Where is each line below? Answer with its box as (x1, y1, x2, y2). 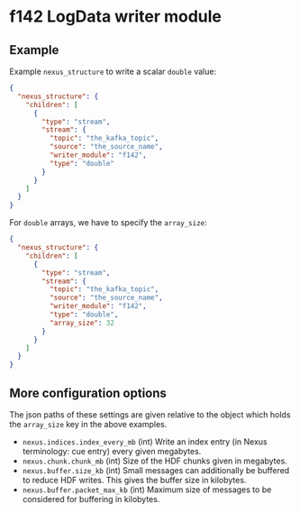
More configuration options (9, 385, 167, 400)
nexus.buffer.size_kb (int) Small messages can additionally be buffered (22, 464, 290, 475)
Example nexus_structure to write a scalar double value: (9, 66, 217, 77)
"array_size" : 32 (49, 318, 115, 327)
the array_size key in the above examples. (9, 418, 168, 429)
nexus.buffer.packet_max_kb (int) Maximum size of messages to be (22, 484, 272, 495)
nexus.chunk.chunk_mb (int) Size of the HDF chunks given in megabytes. (22, 455, 288, 466)
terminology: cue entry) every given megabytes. (22, 445, 202, 456)
